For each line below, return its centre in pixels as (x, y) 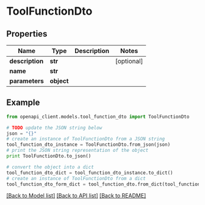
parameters (27, 81)
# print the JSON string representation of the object (77, 151)
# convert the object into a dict (50, 167)
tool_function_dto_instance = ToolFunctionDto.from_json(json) (88, 145)
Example (23, 103)
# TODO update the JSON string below (54, 128)
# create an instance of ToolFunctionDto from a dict (76, 178)
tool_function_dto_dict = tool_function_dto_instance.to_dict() (90, 173)
